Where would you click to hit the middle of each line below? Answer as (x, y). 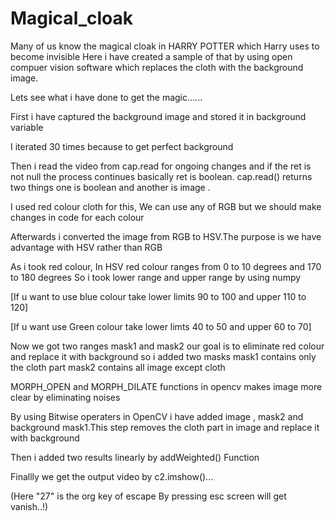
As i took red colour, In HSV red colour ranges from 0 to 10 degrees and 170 (166, 266)
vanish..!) (29, 506)
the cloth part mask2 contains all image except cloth (118, 367)
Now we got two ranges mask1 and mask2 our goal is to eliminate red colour (167, 346)
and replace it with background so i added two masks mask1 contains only (163, 356)
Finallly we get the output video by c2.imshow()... (112, 476)
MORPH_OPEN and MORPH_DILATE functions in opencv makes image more (166, 386)
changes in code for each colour (77, 217)
